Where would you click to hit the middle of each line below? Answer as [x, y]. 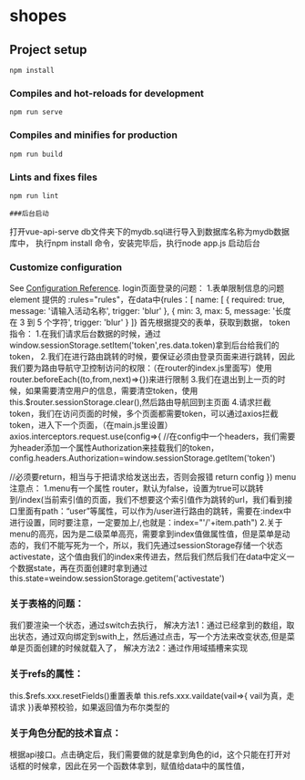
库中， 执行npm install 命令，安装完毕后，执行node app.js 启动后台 [135, 243]
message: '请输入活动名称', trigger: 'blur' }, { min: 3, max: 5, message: [140, 311]
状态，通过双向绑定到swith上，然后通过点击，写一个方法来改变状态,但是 [152, 637]
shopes [38, 16]
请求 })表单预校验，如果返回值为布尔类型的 [90, 707]
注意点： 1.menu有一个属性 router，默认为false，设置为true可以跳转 [137, 488]
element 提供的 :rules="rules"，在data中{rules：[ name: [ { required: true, [147, 300]
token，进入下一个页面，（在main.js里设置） [91, 425]
